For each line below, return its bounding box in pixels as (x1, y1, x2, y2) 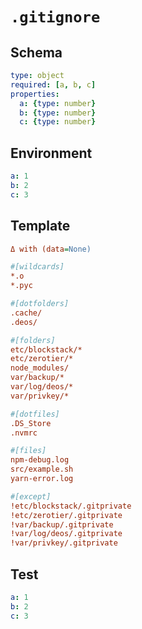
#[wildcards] (10, 262, 65, 272)
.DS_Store (10, 418, 52, 428)
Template (10, 218, 71, 235)
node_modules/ (10, 363, 70, 373)
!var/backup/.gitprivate (10, 519, 114, 530)
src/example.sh (10, 464, 74, 475)
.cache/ (10, 308, 43, 318)
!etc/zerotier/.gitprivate (10, 510, 123, 520)
